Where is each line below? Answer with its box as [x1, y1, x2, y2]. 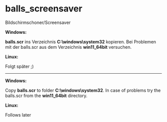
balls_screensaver [5, 3, 83, 14]
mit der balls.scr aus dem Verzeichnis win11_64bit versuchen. [5, 44, 132, 50]
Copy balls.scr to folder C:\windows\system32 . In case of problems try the [5, 87, 161, 93]
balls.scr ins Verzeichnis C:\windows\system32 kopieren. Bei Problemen [5, 38, 157, 45]
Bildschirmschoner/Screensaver [5, 19, 71, 25]
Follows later [5, 112, 31, 118]
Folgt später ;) [5, 63, 34, 69]
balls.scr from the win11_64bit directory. [5, 93, 88, 99]
